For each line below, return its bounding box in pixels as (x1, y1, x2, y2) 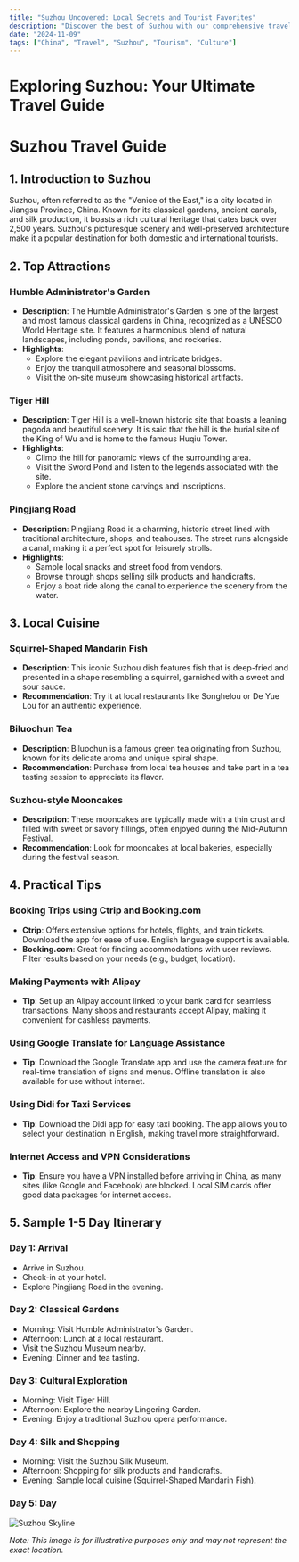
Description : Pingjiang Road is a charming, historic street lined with (21, 523, 270, 534)
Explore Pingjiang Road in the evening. (21, 1281, 164, 1292)
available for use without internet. (21, 1076, 145, 1087)
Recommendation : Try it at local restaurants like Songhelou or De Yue (21, 691, 280, 702)
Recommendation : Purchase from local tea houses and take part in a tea (21, 761, 290, 772)
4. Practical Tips (9, 877, 101, 892)
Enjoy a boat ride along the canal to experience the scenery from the (35, 580, 287, 591)
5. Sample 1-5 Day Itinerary (9, 1215, 163, 1230)
